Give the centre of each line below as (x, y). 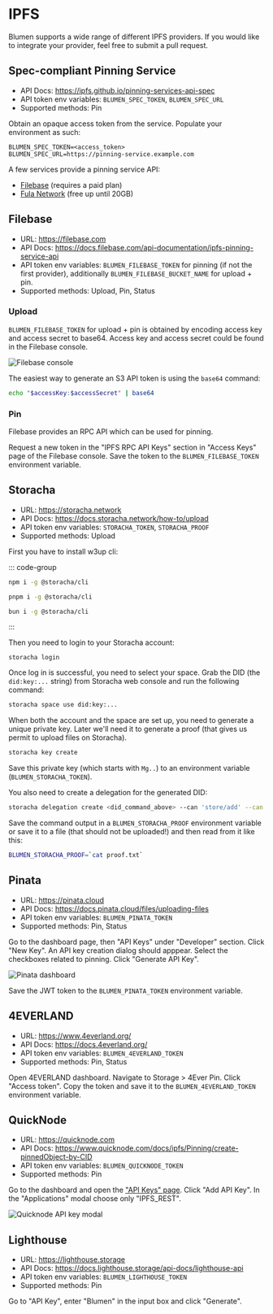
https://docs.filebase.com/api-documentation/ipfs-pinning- (154, 247)
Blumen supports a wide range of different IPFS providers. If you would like (134, 37)
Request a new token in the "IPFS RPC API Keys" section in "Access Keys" (132, 447)
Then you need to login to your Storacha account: (91, 642)
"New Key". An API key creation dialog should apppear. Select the (119, 950)
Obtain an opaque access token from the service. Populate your (115, 124)
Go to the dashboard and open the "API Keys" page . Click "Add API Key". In (134, 1190)
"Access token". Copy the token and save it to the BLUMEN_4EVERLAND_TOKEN (132, 1086)
